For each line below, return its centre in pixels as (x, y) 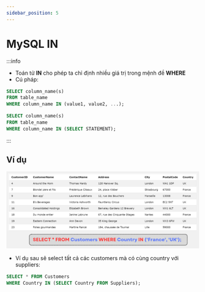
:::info (13, 61)
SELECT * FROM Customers (38, 277)
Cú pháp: (27, 79)
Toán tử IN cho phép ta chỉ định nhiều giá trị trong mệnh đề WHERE (100, 73)
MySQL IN (32, 44)
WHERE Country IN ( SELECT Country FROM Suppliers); (73, 283)
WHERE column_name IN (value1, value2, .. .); (65, 104)
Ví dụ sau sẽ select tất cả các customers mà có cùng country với (97, 258)
